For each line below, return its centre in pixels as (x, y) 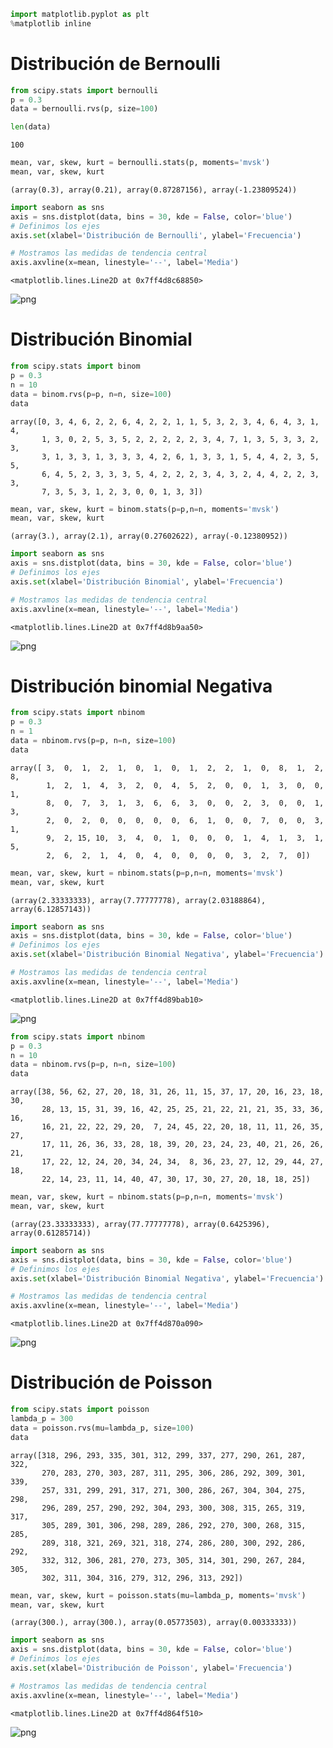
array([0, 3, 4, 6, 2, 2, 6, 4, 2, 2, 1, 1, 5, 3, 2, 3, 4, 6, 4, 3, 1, (165, 421)
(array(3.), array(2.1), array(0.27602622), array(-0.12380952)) (149, 536)
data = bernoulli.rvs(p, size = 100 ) (84, 109)
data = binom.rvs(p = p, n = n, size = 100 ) (91, 394)
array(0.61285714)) (51, 1233)
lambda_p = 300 (42, 1419)
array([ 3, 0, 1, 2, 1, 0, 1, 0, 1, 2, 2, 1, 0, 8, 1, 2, (167, 768)
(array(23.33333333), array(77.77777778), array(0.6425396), (140, 1224)
